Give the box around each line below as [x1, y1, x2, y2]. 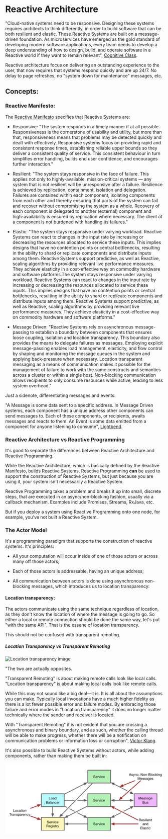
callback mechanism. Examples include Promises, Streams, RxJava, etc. [5, 499, 154, 505]
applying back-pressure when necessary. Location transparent [12, 356, 143, 362]
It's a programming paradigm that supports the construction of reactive [5, 538, 152, 544]
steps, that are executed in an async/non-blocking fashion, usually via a [5, 493, 154, 499]
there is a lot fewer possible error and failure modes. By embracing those [5, 701, 156, 707]
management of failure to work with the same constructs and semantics [12, 366, 161, 373]
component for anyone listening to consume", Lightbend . [5, 424, 123, 430]
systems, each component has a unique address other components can [5, 407, 154, 413]
